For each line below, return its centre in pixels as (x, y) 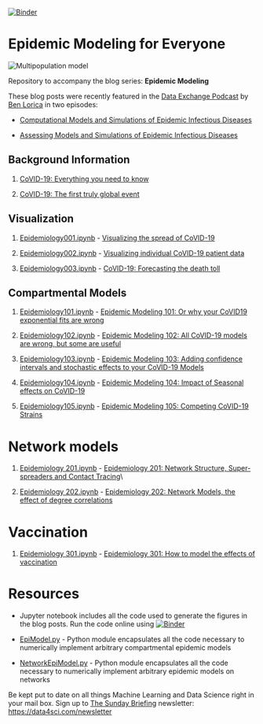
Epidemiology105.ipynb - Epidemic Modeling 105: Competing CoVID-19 (134, 406)
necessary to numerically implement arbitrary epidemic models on (127, 671)
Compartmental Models (68, 292)
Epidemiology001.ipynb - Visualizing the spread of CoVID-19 (117, 238)
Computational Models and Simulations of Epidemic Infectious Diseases (136, 120)
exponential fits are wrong (62, 320)
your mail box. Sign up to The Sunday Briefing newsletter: (101, 704)
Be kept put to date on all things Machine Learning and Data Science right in (131, 695)
